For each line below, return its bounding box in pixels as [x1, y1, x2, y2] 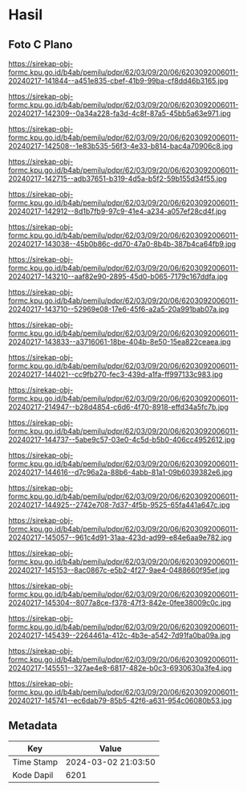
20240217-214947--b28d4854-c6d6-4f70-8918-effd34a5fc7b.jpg [8, 402, 229, 411]
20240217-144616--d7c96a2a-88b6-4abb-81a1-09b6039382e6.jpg [8, 467, 233, 477]
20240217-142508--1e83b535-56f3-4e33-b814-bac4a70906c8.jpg [8, 141, 233, 150]
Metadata [8, 719, 58, 732]
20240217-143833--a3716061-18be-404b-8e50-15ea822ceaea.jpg [8, 337, 231, 346]
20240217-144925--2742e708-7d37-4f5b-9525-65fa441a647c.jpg [8, 500, 230, 509]
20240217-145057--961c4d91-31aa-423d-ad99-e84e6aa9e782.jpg [8, 532, 233, 542]
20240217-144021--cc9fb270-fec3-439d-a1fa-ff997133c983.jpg [8, 369, 223, 379]
